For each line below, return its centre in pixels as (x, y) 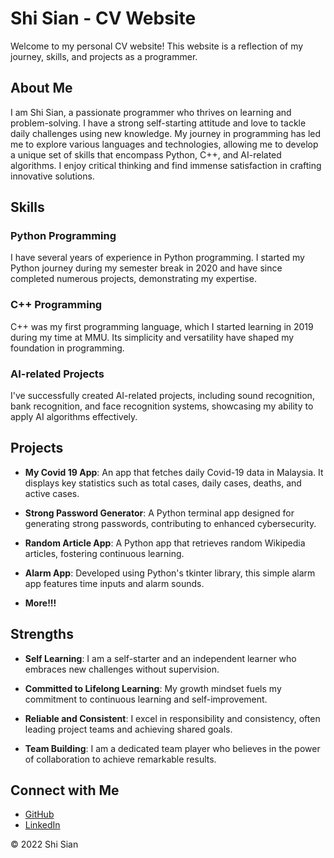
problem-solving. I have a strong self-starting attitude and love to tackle (158, 123)
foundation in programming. (67, 348)
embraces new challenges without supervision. (122, 669)
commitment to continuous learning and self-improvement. (146, 699)
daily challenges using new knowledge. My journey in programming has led (166, 133)
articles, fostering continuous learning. (104, 553)
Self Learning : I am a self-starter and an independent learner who (160, 658)
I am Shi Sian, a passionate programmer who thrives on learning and (151, 112)
